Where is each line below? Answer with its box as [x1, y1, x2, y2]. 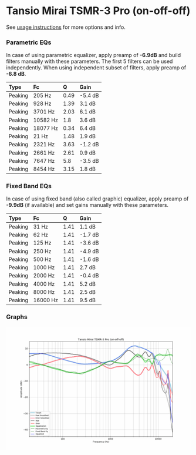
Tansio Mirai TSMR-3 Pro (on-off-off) [6, 4, 191, 18]
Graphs [6, 313, 28, 321]
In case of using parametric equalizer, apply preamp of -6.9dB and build [6, 52, 181, 59]
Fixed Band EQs [6, 182, 52, 190]
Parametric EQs [6, 38, 52, 46]
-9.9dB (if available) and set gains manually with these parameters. [6, 202, 169, 209]
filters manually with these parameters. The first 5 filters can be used [6, 58, 173, 65]
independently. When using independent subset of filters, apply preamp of [6, 64, 187, 71]
